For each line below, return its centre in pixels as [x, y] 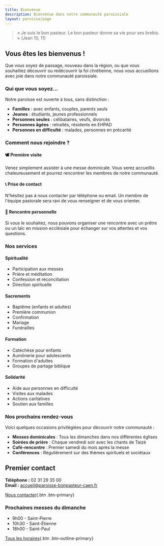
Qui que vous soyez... [31, 89]
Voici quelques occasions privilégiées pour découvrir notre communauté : [80, 428]
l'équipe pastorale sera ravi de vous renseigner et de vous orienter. [73, 201]
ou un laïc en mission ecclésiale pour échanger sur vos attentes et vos [76, 228]
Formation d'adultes [32, 361]
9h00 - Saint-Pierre [32, 518]
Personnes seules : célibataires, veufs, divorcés [61, 119]
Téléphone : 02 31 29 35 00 [33, 480]
